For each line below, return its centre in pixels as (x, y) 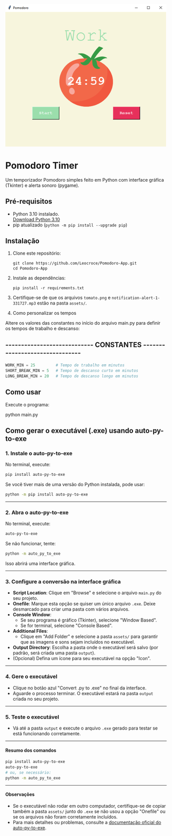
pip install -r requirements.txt (48, 288)
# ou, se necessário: (28, 772)
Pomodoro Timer (42, 165)
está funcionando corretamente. (47, 733)
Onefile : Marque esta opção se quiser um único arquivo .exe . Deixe (84, 604)
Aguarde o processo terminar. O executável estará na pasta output (83, 693)
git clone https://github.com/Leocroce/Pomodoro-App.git (75, 263)
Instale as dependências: (39, 278)
